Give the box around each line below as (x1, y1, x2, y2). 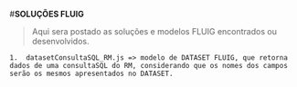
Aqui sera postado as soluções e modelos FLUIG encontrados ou (31, 26, 277, 36)
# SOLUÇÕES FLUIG (9, 9, 84, 19)
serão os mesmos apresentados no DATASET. (9, 69, 174, 78)
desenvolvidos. (31, 36, 90, 46)
